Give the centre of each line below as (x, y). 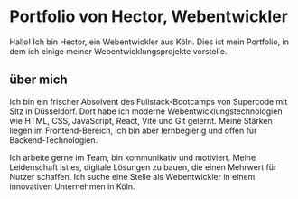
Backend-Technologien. (54, 140)
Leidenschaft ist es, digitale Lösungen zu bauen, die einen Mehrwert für (143, 167)
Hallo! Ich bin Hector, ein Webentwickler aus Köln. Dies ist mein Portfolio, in (149, 42)
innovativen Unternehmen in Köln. (72, 186)
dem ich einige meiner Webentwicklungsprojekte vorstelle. (118, 51)
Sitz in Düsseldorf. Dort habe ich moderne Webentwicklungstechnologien (146, 111)
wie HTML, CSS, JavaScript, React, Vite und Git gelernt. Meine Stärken (141, 120)
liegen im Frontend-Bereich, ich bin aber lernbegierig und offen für (133, 130)
